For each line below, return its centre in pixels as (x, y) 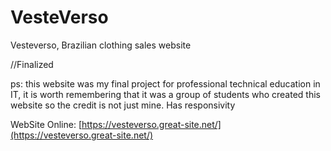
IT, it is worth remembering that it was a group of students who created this (165, 94)
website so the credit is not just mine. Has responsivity (123, 105)
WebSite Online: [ (46, 124)
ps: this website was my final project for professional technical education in (165, 83)
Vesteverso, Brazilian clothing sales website (101, 45)
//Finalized (32, 64)
